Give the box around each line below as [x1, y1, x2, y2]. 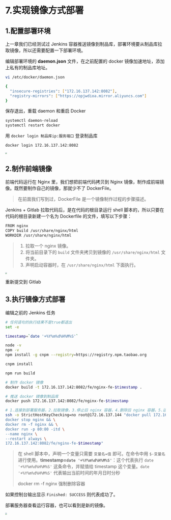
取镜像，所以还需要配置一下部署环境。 [5, 47, 85, 53]
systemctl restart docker [5, 123, 60, 128]
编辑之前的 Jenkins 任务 [5, 309, 56, 316]
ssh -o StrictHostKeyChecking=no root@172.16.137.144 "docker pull [5, 413, 152, 418]
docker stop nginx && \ [5, 417, 56, 423]
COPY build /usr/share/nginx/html [5, 228, 79, 233]
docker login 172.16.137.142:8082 [5, 143, 79, 148]
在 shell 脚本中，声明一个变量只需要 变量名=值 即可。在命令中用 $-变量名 [17, 451, 165, 457]
